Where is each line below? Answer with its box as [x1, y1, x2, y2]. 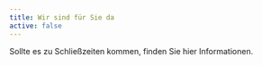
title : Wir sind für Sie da [9, 12, 115, 22]
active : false [9, 21, 63, 30]
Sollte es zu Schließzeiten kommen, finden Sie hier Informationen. [9, 45, 254, 56]
